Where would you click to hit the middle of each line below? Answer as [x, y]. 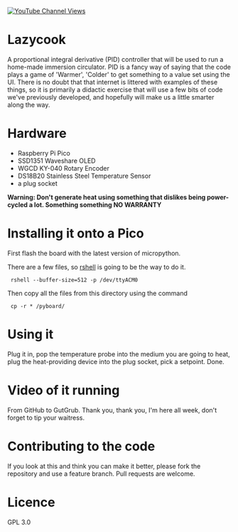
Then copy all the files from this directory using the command [98, 293]
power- [218, 197]
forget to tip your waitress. [46, 417]
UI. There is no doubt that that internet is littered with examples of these [113, 82]
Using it [31, 334]
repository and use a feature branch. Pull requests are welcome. [101, 474]
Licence [31, 502]
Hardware [37, 133]
